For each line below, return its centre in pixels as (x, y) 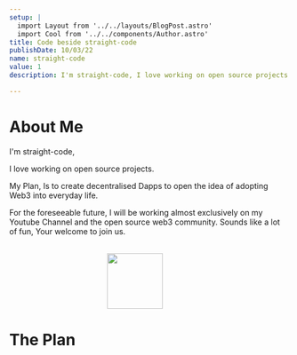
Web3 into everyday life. (54, 195)
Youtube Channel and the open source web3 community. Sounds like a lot (144, 222)
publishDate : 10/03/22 (51, 51)
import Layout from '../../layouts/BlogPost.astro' (115, 26)
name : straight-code (48, 59)
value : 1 (25, 67)
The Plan (42, 339)
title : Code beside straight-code (73, 42)
